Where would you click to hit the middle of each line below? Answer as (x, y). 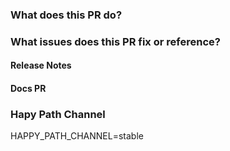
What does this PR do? (66, 15)
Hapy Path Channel (58, 114)
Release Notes (41, 65)
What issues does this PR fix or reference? (115, 41)
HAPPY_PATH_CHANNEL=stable (77, 136)
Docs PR (28, 89)
